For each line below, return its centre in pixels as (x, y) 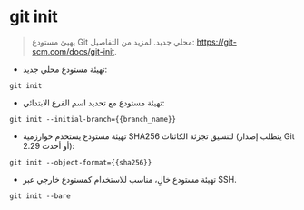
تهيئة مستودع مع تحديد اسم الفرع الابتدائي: (93, 103)
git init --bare (40, 196)
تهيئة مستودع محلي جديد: (65, 69)
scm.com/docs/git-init (73, 51)
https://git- (217, 42)
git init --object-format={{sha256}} (81, 162)
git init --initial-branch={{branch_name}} (93, 119)
